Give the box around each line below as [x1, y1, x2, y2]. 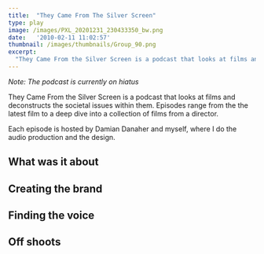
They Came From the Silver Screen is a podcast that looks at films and [8, 92, 236, 101]
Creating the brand [8, 182, 103, 195]
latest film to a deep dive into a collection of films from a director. [8, 109, 218, 118]
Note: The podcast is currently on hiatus [8, 76, 139, 87]
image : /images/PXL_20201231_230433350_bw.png [8, 26, 163, 34]
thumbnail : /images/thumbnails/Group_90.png [8, 41, 156, 49]
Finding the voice [8, 209, 95, 223]
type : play [8, 19, 44, 27]
